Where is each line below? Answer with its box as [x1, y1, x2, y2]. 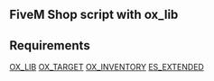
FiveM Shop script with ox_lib [9, 7, 179, 22]
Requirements [9, 38, 90, 53]
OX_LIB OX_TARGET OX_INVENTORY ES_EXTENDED [9, 62, 205, 73]
